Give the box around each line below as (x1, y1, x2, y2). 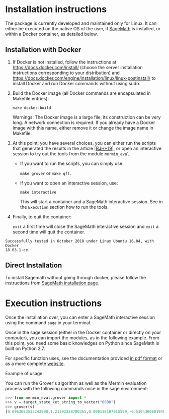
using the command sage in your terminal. (5, 319, 92, 326)
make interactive (20, 190, 57, 195)
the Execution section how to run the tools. (20, 204, 109, 210)
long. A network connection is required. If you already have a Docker (12, 119, 155, 126)
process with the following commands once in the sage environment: (5, 385, 148, 391)
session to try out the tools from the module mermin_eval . (12, 150, 131, 157)
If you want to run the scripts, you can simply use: (20, 160, 124, 166)
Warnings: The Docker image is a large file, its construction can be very (12, 114, 161, 120)
